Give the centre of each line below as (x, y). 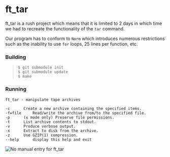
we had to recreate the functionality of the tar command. (65, 28)
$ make (25, 76)
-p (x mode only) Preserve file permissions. (60, 117)
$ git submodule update (43, 72)
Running (16, 89)
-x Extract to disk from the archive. (52, 131)
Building (16, 57)
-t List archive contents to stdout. (51, 122)
